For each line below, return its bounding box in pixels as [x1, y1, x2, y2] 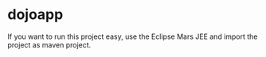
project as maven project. [7, 40, 92, 49]
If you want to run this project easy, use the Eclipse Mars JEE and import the [7, 32, 258, 41]
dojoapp [7, 6, 64, 24]
